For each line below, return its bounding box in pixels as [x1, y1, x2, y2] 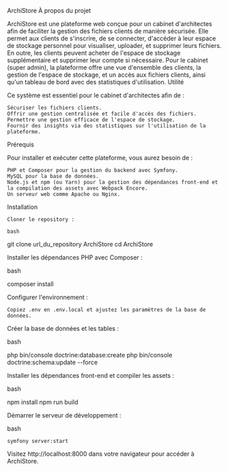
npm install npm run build [7, 398, 79, 406]
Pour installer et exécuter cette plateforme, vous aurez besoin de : [7, 154, 193, 162]
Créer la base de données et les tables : [7, 324, 119, 332]
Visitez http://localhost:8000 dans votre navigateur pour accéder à [7, 450, 195, 458]
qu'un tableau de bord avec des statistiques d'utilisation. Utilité [7, 78, 184, 86]
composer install [7, 280, 54, 288]
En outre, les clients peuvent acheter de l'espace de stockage [7, 49, 181, 57]
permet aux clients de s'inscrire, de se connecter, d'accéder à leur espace [7, 34, 216, 42]
